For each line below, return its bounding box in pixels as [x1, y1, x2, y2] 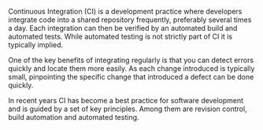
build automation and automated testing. [8, 113, 139, 121]
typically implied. [8, 40, 64, 50]
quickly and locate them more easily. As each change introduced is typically [8, 64, 255, 73]
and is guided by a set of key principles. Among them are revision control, [8, 104, 247, 113]
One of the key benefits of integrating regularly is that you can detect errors [8, 55, 254, 65]
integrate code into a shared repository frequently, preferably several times [8, 15, 252, 24]
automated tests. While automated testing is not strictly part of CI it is [8, 32, 233, 41]
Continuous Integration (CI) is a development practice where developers [8, 7, 243, 16]
